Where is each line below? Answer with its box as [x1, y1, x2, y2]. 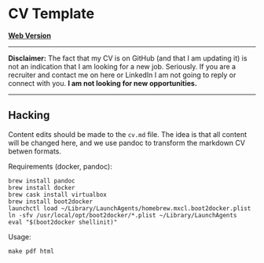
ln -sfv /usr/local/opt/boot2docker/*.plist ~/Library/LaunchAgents [8, 211, 237, 219]
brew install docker [8, 183, 76, 191]
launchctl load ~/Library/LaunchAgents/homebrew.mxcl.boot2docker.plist [8, 204, 251, 213]
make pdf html [8, 247, 55, 255]
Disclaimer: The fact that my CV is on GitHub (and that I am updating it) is [8, 53, 247, 63]
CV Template [8, 5, 95, 23]
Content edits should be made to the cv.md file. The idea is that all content [8, 129, 247, 139]
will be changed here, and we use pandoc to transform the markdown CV [8, 138, 246, 147]
